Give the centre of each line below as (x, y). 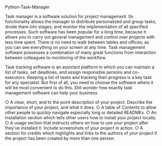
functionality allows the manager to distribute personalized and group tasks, (81, 22)
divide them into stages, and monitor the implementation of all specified (77, 27)
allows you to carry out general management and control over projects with (80, 37)
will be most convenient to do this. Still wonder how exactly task (69, 88)
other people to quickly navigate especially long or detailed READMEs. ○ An (81, 113)
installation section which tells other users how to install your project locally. (81, 118)
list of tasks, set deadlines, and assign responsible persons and (68, 72)
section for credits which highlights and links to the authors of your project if (81, 133)
